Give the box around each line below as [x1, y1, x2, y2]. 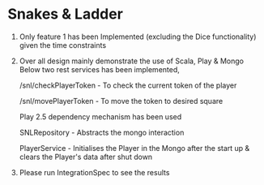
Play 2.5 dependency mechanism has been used [19, 111, 182, 122]
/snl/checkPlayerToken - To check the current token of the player [19, 80, 237, 90]
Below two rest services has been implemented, [19, 64, 180, 74]
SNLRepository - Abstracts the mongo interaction [19, 127, 185, 137]
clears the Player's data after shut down [19, 152, 153, 161]
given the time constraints [19, 40, 107, 49]
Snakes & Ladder [7, 5, 123, 24]
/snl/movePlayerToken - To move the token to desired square [19, 96, 224, 105]
